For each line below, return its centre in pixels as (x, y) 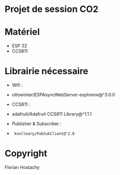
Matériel (22, 32)
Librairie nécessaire (47, 71)
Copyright (26, 154)
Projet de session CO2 (52, 9)
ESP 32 (19, 46)
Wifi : (17, 85)
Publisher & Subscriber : (37, 124)
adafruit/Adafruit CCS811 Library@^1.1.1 (52, 114)
